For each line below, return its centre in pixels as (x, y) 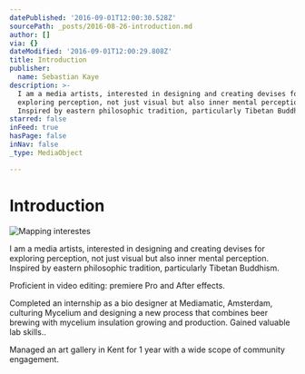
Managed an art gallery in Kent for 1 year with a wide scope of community (148, 349)
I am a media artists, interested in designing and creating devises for (138, 248)
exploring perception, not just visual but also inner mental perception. (139, 258)
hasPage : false (38, 136)
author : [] (30, 34)
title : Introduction (49, 60)
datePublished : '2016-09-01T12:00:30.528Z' (93, 18)
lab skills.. (28, 331)
